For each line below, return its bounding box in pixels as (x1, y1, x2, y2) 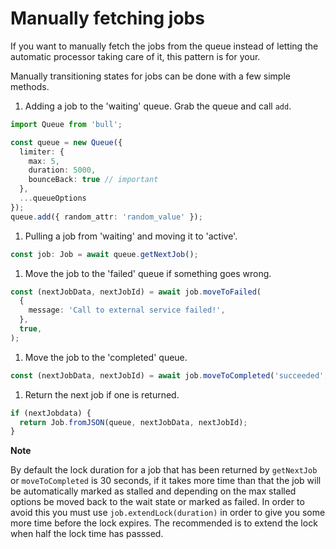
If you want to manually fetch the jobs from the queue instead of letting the (10, 40, 319, 52)
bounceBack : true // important (28, 175, 159, 185)
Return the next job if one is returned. (24, 388, 180, 401)
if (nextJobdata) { (10, 408, 92, 418)
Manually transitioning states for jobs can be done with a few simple (10, 70, 291, 82)
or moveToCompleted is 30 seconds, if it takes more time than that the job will (10, 475, 322, 487)
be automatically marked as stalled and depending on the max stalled (10, 485, 297, 497)
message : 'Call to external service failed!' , (28, 305, 226, 316)
